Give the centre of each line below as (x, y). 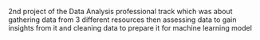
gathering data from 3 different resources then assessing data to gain (122, 20)
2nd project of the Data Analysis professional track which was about (120, 11)
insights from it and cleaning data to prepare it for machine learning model (130, 28)
